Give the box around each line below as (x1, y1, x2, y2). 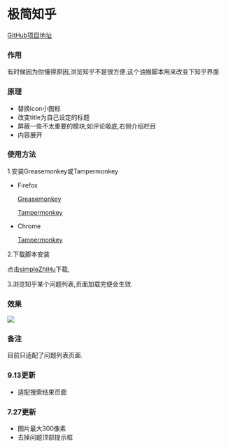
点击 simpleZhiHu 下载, (7, 265, 70, 273)
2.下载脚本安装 (7, 250, 50, 258)
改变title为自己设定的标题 (17, 113, 90, 121)
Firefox (17, 180, 38, 190)
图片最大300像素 (17, 424, 66, 433)
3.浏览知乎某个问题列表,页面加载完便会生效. (7, 279, 133, 288)
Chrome (17, 222, 41, 230)
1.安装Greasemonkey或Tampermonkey (7, 166, 119, 176)
